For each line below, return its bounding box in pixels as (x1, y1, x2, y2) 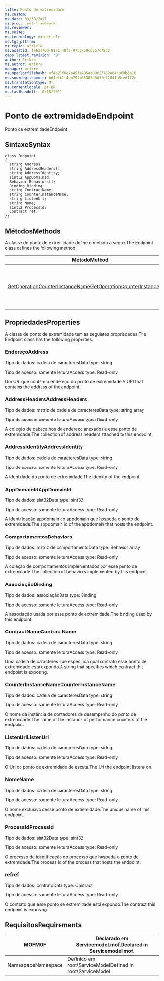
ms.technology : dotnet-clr (5, 35, 60, 40)
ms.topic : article (5, 44, 42, 48)
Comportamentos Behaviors (5, 533, 72, 540)
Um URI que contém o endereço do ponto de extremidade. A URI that (5, 379, 143, 385)
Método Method (71, 257, 109, 263)
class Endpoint (5, 154, 36, 159)
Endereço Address (5, 349, 49, 355)
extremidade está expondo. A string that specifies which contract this (5, 664, 144, 670)
